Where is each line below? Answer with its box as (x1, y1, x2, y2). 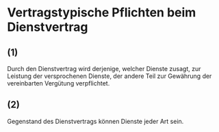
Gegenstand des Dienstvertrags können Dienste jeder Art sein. (7, 117, 184, 125)
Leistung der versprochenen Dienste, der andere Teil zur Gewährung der (7, 72, 212, 80)
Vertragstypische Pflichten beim (7, 5, 196, 21)
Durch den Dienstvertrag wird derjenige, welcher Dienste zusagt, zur (7, 65, 201, 72)
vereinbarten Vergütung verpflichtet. (7, 79, 110, 87)
